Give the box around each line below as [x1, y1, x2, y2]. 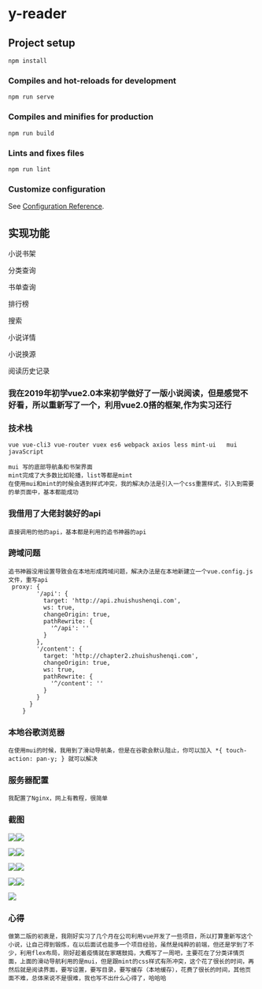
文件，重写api [8, 576, 49, 584]
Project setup [8, 36, 76, 50]
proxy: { [11, 583, 41, 591]
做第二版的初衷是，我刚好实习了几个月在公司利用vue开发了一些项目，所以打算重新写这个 [8, 932, 253, 940]
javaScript [8, 448, 44, 456]
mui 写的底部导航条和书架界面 [8, 463, 93, 472]
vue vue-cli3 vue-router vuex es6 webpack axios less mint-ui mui [8, 441, 238, 450]
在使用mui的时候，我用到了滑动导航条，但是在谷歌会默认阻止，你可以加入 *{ [8, 747, 223, 755]
